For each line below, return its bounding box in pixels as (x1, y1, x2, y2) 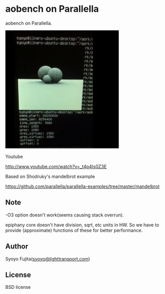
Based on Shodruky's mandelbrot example (5, 173, 95, 180)
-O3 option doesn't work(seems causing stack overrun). (5, 211, 124, 218)
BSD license (5, 284, 31, 290)
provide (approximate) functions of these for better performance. (5, 227, 143, 233)
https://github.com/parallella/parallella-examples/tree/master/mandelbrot (5, 183, 160, 189)
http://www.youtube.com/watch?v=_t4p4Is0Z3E (5, 163, 107, 169)
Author (5, 242, 28, 251)
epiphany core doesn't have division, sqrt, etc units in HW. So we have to (5, 222, 159, 228)
